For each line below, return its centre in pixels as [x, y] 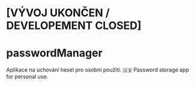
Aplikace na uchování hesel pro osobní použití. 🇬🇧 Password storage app [98, 70]
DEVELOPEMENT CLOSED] [74, 26]
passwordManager [55, 53]
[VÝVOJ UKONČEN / [58, 13]
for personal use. [27, 77]
